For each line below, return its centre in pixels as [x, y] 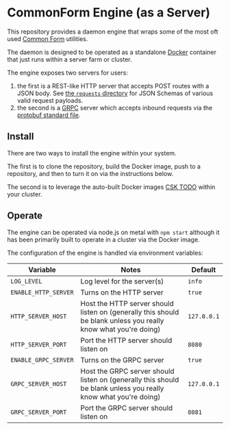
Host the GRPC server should [127, 371]
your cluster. [25, 194]
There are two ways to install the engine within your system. [92, 153]
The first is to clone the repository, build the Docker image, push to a [104, 166]
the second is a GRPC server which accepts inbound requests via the [115, 107]
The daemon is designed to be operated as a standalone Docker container [112, 52]
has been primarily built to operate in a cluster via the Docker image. [103, 239]
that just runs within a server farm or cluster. [69, 59]
